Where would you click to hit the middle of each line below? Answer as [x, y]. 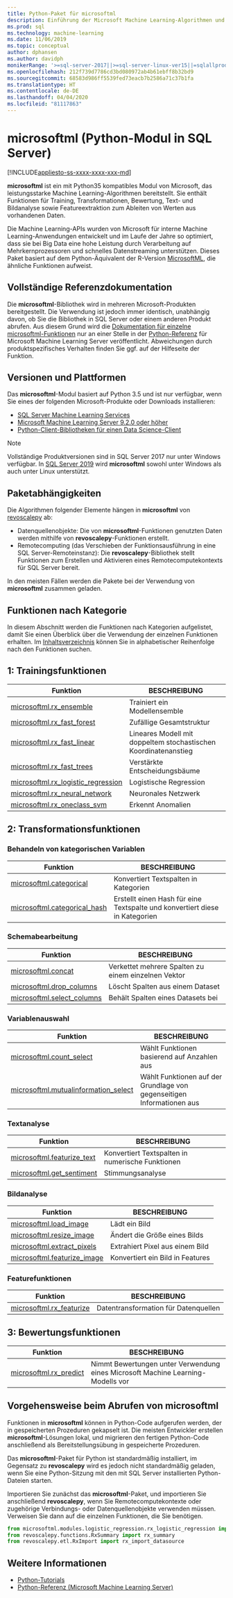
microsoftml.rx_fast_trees [52, 766]
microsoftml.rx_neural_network [61, 793]
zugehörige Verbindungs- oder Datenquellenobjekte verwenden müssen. [112, 1508]
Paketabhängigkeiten [54, 493]
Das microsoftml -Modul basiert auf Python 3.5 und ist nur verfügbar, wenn [114, 394]
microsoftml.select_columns [56, 998]
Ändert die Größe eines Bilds [157, 1235]
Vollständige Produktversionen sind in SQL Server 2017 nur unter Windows [114, 457]
